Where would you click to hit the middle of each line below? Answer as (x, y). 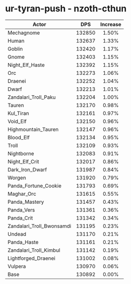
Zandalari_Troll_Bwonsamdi (39, 226)
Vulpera (17, 266)
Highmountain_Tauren (33, 129)
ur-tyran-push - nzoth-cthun (66, 9)
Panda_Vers (21, 210)
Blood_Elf (19, 137)
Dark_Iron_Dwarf (27, 170)
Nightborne (21, 153)
